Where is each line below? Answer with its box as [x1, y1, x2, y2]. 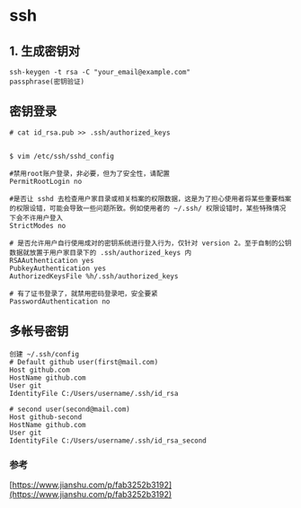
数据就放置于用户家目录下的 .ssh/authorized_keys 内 [9, 248, 191, 257]
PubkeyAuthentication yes [9, 264, 106, 273]
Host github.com [9, 365, 70, 374]
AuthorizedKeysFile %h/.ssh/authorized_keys [9, 271, 179, 281]
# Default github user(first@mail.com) [9, 357, 159, 366]
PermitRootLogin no [9, 177, 83, 186]
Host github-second [9, 412, 83, 422]
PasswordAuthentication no [9, 297, 111, 306]
